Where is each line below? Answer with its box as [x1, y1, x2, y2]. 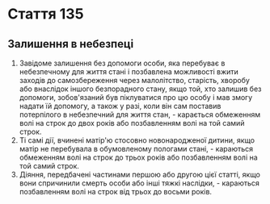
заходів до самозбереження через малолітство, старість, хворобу [19, 76, 250, 85]
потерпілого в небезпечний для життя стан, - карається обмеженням [19, 110, 261, 119]
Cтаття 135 [7, 5, 84, 23]
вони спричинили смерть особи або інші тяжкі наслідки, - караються [19, 178, 260, 188]
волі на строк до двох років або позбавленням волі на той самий [19, 119, 245, 127]
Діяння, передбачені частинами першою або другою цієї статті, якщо [19, 170, 260, 179]
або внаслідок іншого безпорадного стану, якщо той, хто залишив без [19, 84, 262, 94]
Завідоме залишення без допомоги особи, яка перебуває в [19, 58, 226, 68]
